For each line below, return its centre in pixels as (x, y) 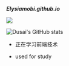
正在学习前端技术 (36, 44)
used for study (33, 56)
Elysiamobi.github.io (33, 9)
